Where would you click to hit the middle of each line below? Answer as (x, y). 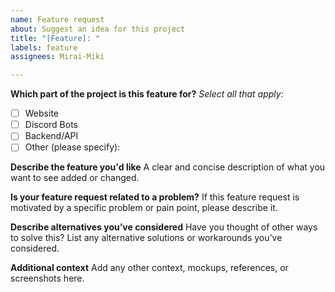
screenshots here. (47, 278)
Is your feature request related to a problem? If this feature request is (155, 197)
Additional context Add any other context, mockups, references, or (149, 268)
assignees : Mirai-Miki (57, 57)
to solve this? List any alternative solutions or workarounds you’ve (146, 238)
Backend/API (51, 136)
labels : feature (44, 47)
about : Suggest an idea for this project (98, 29)
